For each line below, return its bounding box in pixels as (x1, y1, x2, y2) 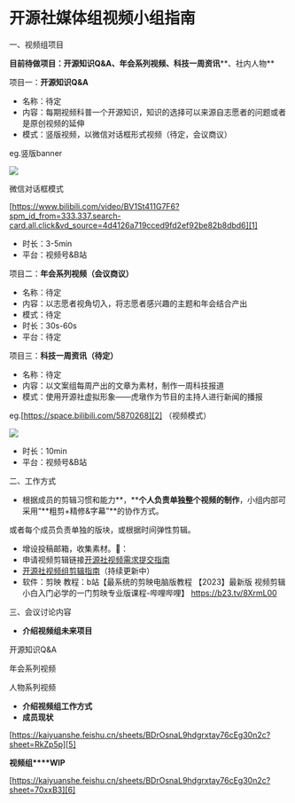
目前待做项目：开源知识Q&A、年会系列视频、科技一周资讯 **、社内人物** (9, 58, 275, 68)
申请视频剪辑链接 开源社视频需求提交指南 (21, 554, 170, 564)
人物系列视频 (9, 681, 56, 692)
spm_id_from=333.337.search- (9, 210, 121, 221)
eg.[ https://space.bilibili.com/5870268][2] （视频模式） (9, 410, 211, 421)
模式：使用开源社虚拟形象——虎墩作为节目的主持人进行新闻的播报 (21, 391, 263, 402)
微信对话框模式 (9, 183, 64, 193)
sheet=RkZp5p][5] (9, 738, 77, 750)
